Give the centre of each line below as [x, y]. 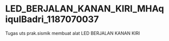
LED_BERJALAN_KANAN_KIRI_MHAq [85, 9]
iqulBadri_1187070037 [52, 19]
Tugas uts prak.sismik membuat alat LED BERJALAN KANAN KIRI [73, 33]
